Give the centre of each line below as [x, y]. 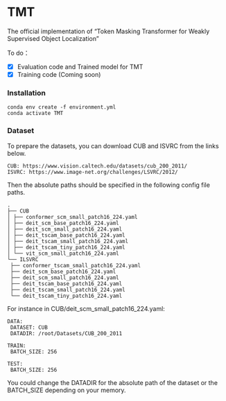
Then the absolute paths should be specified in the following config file [108, 185]
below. [17, 153]
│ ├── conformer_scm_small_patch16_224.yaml [72, 217]
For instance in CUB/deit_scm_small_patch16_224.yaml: [86, 308]
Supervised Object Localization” [53, 38]
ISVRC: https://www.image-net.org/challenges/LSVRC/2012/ [93, 172]
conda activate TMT [35, 114]
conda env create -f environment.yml [62, 107]
